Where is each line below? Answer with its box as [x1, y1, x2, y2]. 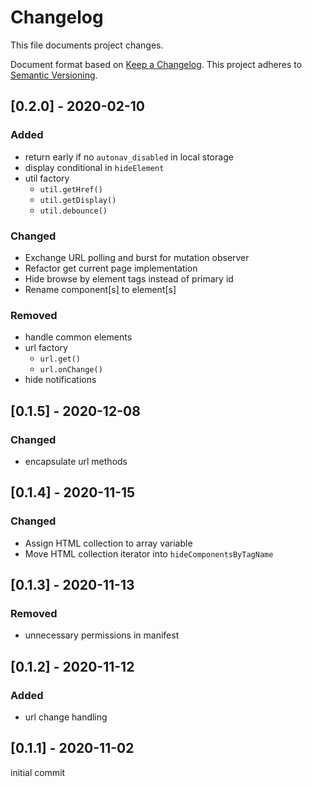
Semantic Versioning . [10, 69, 98, 81]
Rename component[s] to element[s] [24, 283, 177, 295]
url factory [24, 342, 68, 354]
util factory [24, 172, 70, 184]
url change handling [24, 711, 108, 723]
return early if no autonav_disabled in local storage [24, 151, 234, 163]
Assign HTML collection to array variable [24, 537, 193, 549]
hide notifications [24, 374, 97, 386]
